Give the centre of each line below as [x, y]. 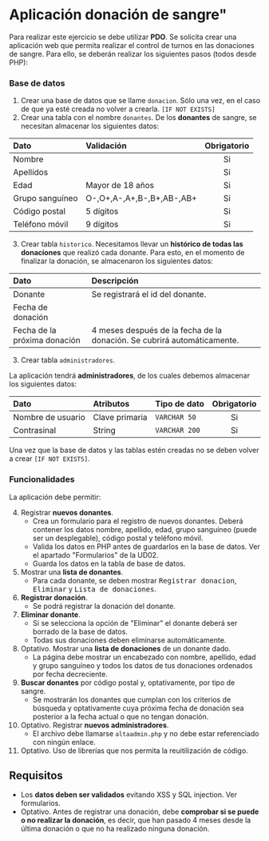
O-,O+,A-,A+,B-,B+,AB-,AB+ [142, 198]
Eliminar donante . [50, 615]
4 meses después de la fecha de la [157, 330]
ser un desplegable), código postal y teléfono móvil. [118, 538]
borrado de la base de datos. [80, 631]
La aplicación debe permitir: [55, 497]
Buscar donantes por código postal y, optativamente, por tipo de [128, 683]
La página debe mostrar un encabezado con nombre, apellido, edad [144, 657]
